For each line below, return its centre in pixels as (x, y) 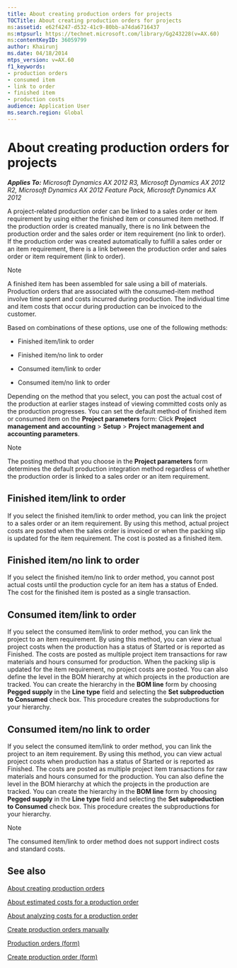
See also (27, 871)
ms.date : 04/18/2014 (38, 54)
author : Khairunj (33, 47)
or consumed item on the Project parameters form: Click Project (102, 418)
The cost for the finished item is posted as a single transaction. (99, 593)
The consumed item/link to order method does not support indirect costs (113, 841)
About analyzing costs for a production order (73, 916)
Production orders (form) (44, 943)
